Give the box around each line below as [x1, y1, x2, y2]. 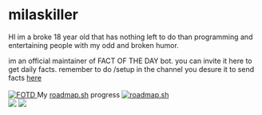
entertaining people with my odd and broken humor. [8, 40, 180, 50]
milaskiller [8, 6, 78, 24]
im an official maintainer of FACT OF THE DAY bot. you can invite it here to [8, 56, 252, 65]
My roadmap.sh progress [37, 89, 121, 99]
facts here [8, 73, 42, 82]
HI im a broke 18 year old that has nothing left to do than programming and [8, 32, 253, 42]
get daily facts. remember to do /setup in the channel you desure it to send [8, 64, 255, 73]
